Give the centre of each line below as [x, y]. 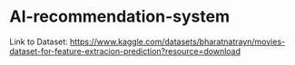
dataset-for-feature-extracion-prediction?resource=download [125, 51]
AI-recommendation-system [120, 17]
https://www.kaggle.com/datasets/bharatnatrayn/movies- [177, 42]
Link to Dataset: [39, 42]
